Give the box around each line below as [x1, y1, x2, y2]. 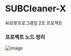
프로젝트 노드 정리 [5, 33, 46, 40]
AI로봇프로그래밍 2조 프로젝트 [5, 20, 63, 26]
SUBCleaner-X [5, 3, 66, 14]
